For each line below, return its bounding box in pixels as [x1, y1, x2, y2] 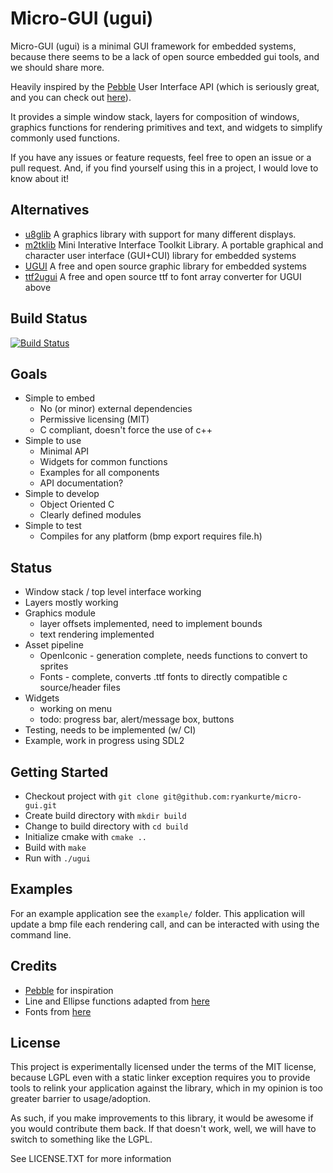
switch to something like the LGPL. [10, 1133, 153, 1146]
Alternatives [10, 202, 90, 219]
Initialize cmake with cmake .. [24, 831, 147, 842]
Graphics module [24, 607, 97, 619]
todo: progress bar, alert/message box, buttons [39, 713, 235, 726]
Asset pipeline [24, 639, 84, 651]
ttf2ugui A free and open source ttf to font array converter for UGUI [24, 270, 302, 282]
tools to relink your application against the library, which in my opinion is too [10, 1082, 323, 1094]
